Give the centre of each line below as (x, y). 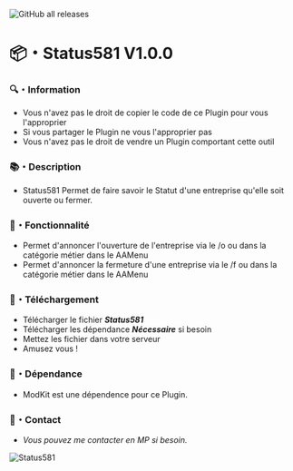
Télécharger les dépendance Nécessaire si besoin (117, 329)
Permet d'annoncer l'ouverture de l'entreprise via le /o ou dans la (144, 246)
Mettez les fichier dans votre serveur (91, 339)
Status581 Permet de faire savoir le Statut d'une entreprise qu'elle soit (153, 190)
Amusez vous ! (50, 348)
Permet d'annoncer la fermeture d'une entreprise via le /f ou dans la (150, 265)
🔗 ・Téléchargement (54, 299)
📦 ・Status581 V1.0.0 (92, 54)
